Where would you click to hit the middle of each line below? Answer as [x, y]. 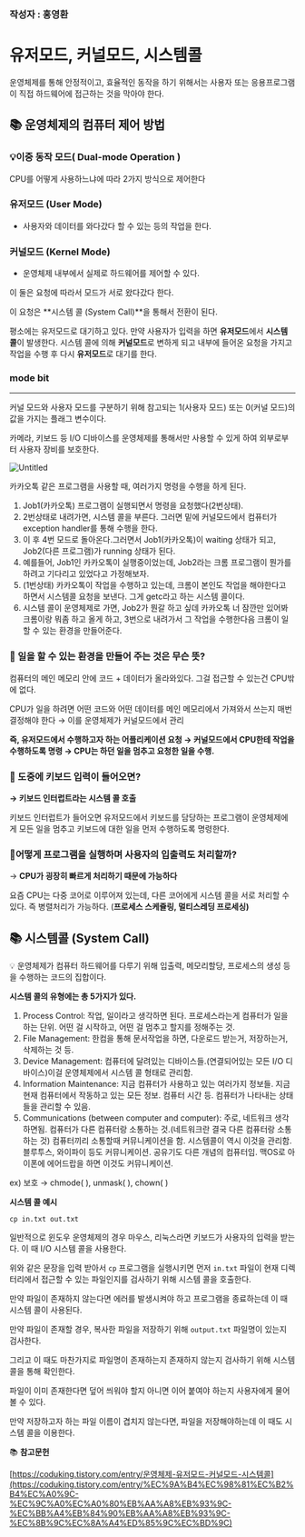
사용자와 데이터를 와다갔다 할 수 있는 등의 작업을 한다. [117, 225]
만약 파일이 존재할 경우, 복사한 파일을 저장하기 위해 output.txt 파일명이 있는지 [148, 1330]
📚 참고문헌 [30, 1452]
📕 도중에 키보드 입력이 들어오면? [75, 776]
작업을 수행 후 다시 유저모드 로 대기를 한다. [83, 354]
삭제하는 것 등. [48, 1050]
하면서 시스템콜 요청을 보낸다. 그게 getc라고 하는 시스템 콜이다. [133, 596]
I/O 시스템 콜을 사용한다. [84, 1249]
